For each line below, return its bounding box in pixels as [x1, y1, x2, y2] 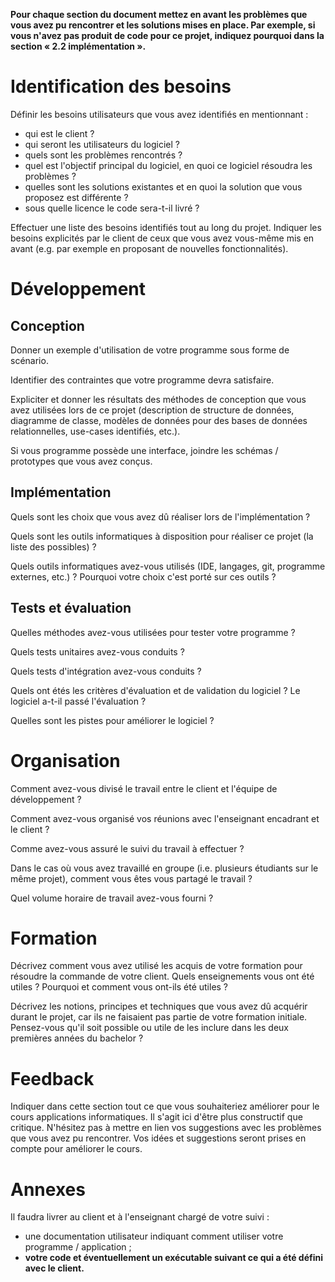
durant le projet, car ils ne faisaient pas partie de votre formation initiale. [10, 1011, 308, 1023]
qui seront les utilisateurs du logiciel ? [24, 138, 180, 150]
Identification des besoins [10, 75, 232, 98]
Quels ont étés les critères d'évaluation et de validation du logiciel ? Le [10, 684, 301, 696]
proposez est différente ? [24, 191, 129, 203]
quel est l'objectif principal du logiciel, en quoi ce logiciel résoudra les [24, 159, 313, 171]
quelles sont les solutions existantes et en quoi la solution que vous [24, 180, 303, 193]
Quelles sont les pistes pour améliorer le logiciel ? [10, 714, 215, 726]
